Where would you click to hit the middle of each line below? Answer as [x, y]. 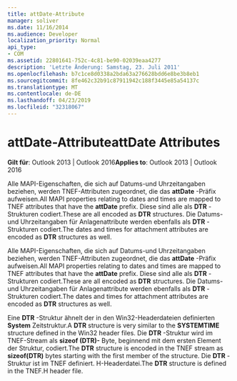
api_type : [22, 47]
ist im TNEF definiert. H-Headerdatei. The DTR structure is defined [130, 363]
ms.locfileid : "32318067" [46, 107]
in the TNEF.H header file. [45, 371]
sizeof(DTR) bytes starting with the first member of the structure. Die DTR [117, 355]
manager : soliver [33, 21]
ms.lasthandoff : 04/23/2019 [49, 101]
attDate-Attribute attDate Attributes [114, 143]
